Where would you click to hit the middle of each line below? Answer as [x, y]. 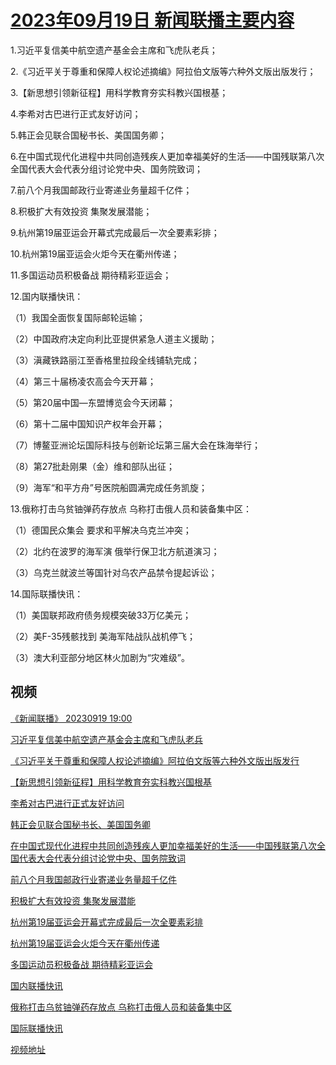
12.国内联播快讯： [47, 296]
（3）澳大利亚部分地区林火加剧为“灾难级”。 [100, 657]
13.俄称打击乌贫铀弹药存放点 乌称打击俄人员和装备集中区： [131, 508]
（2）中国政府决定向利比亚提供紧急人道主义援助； [114, 338]
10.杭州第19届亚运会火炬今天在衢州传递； [95, 253]
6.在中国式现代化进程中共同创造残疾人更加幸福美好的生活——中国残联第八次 [167, 156]
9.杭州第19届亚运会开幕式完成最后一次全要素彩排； [115, 232]
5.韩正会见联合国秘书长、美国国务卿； [88, 135]
